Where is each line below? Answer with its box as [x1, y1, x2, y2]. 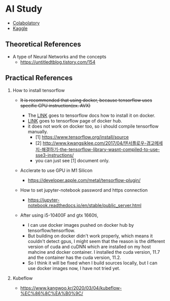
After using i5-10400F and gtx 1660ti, [20, 212, 98, 218]
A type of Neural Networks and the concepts [12, 53, 107, 59]
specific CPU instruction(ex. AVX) [20, 102, 91, 108]
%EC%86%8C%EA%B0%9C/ [20, 290, 83, 296]
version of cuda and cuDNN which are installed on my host [27, 244, 151, 250]
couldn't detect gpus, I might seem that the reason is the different [27, 238, 165, 244]
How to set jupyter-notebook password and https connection [20, 187, 148, 193]
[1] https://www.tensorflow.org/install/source [35, 134, 129, 140]
